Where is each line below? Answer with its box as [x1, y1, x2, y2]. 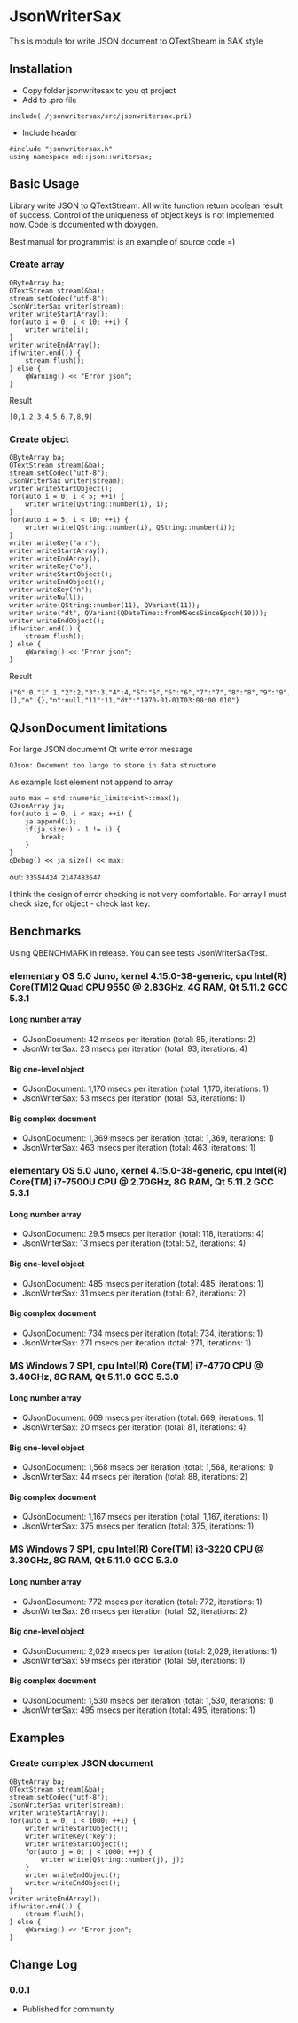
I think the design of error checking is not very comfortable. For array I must [9, 888, 286, 899]
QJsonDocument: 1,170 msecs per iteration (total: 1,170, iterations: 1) [21, 1083, 270, 1095]
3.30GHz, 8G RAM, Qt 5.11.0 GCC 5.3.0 [9, 1554, 179, 1567]
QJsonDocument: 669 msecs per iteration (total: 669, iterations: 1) [21, 1412, 264, 1423]
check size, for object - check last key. [9, 898, 151, 909]
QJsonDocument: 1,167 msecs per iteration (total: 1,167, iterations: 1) [21, 1512, 269, 1522]
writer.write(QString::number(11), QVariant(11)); [9, 601, 200, 610]
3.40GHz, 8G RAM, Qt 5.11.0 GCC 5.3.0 [9, 1370, 180, 1383]
